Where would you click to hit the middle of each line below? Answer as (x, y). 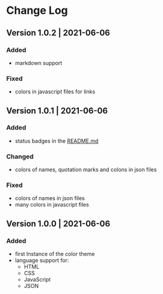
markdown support (38, 63)
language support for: (42, 260)
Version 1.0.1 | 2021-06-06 (57, 111)
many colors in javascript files (52, 205)
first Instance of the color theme (55, 254)
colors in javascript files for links (55, 92)
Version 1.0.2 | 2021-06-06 (58, 33)
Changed (20, 156)
